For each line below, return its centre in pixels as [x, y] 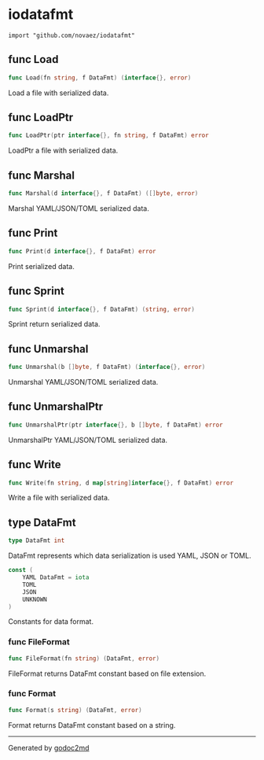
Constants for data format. [51, 622]
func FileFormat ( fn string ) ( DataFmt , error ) [84, 659]
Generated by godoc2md [49, 747]
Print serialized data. [41, 266]
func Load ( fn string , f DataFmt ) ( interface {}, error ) [100, 77]
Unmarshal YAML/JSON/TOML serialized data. [83, 382]
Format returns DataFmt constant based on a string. [92, 725]
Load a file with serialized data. [59, 93]
